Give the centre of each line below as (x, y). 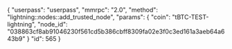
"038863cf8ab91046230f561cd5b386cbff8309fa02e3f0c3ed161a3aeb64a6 (116, 31)
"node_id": (53, 24)
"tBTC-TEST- (190, 17)
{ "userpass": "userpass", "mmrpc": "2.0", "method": (82, 10)
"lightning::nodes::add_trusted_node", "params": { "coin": (89, 17)
